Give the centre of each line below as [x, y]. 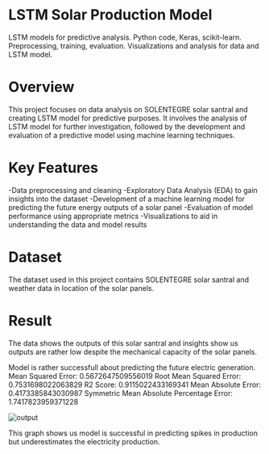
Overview [41, 87]
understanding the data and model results [78, 225]
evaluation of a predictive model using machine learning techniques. [122, 135]
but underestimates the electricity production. [84, 441]
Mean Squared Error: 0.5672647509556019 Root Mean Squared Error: [125, 376]
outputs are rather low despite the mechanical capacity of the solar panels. [133, 351]
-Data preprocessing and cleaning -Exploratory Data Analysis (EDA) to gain [133, 190]
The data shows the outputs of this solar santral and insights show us [124, 343]
